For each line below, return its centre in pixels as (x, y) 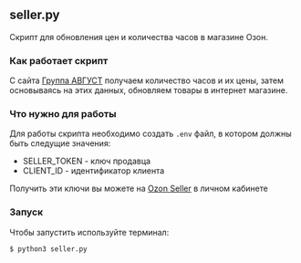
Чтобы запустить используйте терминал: (89, 232)
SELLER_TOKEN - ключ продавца (87, 161)
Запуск (26, 212)
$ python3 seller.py (49, 249)
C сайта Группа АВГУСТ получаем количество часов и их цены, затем (147, 80)
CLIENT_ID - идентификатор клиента (93, 171)
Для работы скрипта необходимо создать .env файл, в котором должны (150, 134)
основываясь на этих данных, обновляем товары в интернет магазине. (149, 90)
